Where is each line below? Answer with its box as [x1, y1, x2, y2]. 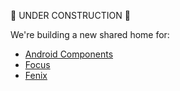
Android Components [24, 48, 114, 60]
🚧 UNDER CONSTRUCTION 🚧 [10, 10, 131, 21]
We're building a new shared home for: [10, 29, 170, 40]
